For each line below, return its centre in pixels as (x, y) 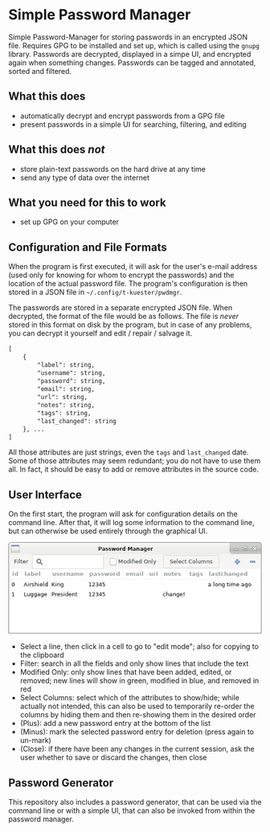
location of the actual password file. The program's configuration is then (128, 283)
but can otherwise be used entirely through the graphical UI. (108, 531)
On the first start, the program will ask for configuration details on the (123, 514)
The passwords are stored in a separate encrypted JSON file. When (121, 308)
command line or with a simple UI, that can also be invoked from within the (132, 810)
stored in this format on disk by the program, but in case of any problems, (130, 325)
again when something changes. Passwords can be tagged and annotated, (132, 63)
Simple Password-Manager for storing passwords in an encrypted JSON (128, 37)
